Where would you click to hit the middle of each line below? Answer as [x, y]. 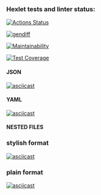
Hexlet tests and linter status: [51, 9]
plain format [25, 172]
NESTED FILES [25, 127]
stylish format [27, 143]
